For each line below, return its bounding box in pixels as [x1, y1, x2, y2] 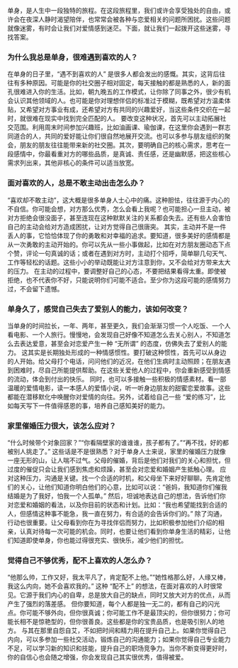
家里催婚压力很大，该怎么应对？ [7, 421, 117, 431]
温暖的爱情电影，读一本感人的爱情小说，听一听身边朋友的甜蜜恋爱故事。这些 [7, 383, 231, 392]
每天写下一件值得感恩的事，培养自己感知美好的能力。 [13, 401, 169, 410]
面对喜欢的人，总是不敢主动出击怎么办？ [7, 178, 145, 188]
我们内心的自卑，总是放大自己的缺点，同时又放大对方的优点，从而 [38, 591, 231, 599]
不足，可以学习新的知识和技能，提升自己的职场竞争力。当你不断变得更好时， [7, 644, 231, 652]
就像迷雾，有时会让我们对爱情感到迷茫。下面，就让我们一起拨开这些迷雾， [7, 24, 225, 32]
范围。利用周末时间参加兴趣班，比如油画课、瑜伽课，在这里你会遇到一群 [13, 123, 225, 131]
